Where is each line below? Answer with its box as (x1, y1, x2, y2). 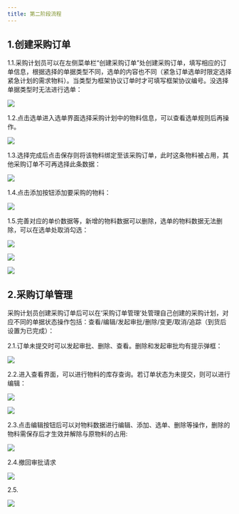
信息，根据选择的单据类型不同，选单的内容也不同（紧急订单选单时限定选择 (13, 68, 232, 76)
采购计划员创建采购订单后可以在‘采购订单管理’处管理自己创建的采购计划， (7, 309, 223, 317)
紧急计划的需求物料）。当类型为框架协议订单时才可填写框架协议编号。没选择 (7, 76, 229, 85)
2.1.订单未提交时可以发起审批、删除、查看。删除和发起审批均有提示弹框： (7, 342, 223, 350)
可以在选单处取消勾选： (19, 225, 89, 235)
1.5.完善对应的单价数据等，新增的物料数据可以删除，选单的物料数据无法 (7, 217, 217, 225)
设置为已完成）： (7, 326, 55, 335)
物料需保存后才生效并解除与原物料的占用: (7, 429, 128, 438)
